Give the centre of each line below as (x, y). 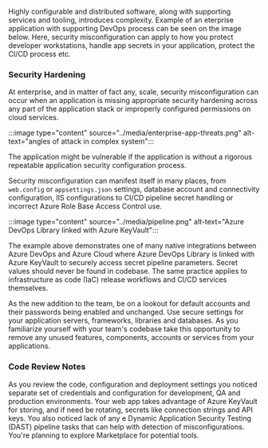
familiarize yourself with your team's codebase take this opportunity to (124, 329)
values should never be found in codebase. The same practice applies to (128, 272)
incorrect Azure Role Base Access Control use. (85, 206)
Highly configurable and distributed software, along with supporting (120, 12)
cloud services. (33, 117)
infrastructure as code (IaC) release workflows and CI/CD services (118, 280)
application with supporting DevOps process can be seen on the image (125, 28)
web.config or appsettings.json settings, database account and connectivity (134, 189)
